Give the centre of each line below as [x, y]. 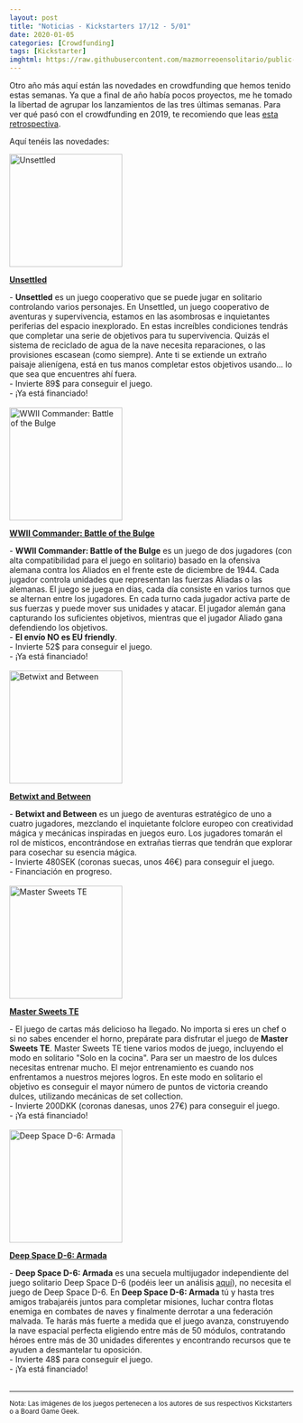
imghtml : [26, 60]
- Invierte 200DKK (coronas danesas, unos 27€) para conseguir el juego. [145, 1106]
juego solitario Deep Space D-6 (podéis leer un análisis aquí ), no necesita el [150, 1283]
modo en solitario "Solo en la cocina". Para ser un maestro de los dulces [143, 1058]
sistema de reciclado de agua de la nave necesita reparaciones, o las [138, 345]
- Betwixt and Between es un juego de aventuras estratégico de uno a [141, 814]
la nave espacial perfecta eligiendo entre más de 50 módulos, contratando [147, 1330]
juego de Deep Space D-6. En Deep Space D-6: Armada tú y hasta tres [142, 1292]
